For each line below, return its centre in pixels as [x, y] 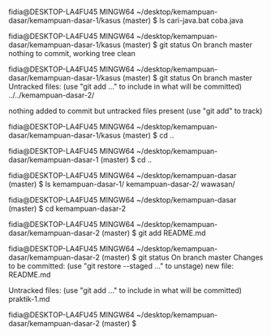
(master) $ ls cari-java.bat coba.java [183, 20]
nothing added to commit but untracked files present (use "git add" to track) [135, 111]
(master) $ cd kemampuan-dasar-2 [67, 208]
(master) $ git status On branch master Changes [182, 257]
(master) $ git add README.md [153, 233]
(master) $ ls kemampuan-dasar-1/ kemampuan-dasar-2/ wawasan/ [122, 184]
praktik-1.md [29, 299]
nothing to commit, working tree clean [72, 53]
